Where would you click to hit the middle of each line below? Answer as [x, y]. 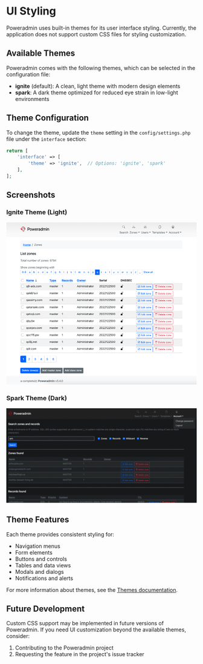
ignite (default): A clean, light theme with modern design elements [98, 86]
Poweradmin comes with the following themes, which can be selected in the [101, 68]
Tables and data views [43, 565]
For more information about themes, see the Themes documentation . [92, 590]
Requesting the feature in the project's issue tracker [80, 654]
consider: [18, 636]
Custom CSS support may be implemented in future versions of [85, 623]
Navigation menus [37, 546]
